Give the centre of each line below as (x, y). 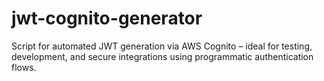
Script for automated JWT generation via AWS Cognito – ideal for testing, (162, 46)
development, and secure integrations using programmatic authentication (162, 56)
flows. (24, 67)
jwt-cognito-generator (107, 18)
